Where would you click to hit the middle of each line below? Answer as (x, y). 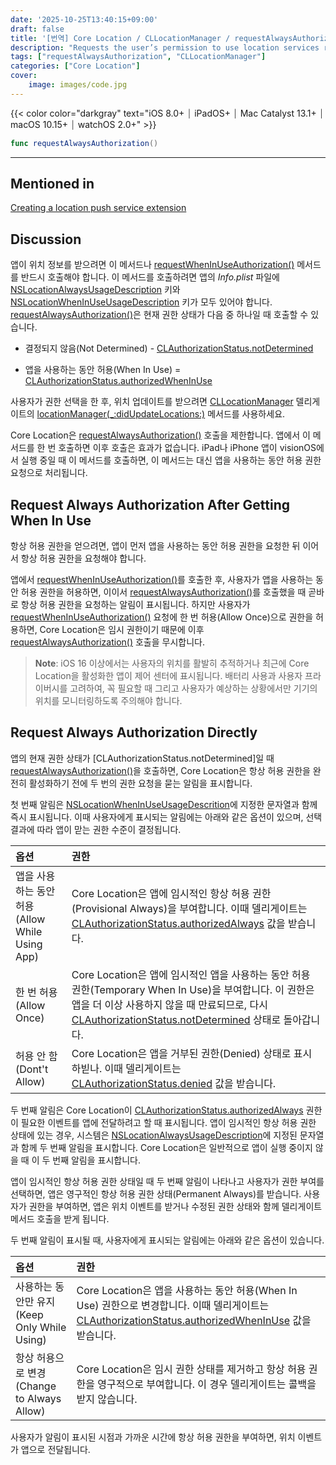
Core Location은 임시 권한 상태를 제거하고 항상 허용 (191, 1369)
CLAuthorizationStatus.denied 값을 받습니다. (174, 1083)
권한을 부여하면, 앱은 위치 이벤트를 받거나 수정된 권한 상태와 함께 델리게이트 (175, 1206)
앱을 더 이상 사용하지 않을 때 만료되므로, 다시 (169, 1004)
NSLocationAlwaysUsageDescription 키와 (95, 290)
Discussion (46, 239)
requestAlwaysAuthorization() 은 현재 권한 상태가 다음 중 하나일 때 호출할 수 (159, 315)
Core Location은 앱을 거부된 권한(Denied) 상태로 (181, 1053)
